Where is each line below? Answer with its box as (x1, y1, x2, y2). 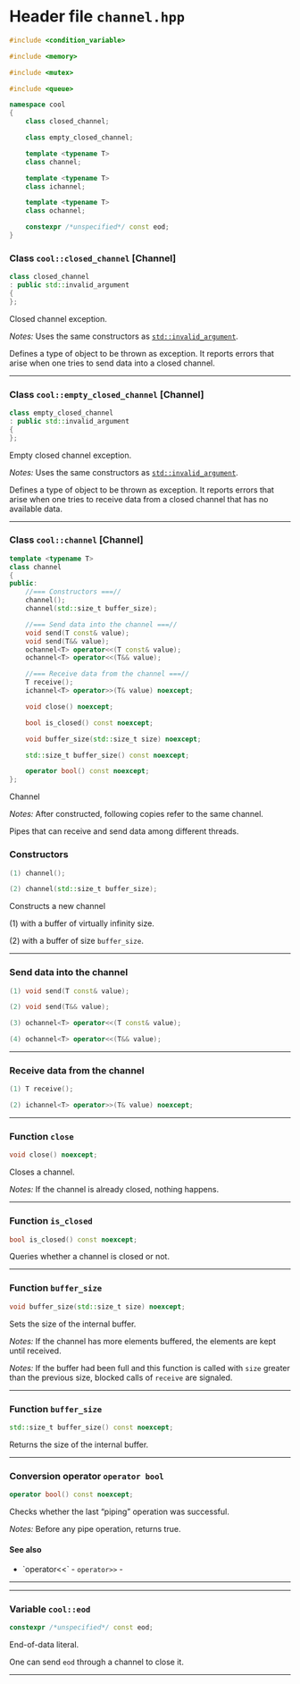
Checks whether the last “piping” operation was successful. (9, 1506, 229, 1517)
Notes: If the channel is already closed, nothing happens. (9, 1184, 220, 1195)
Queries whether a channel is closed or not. (9, 1251, 170, 1262)
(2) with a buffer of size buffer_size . (9, 936, 145, 947)
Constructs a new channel (9, 901, 105, 912)
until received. (9, 1345, 62, 1356)
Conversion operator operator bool (9, 1469, 164, 1482)
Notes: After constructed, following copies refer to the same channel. (9, 809, 263, 820)
